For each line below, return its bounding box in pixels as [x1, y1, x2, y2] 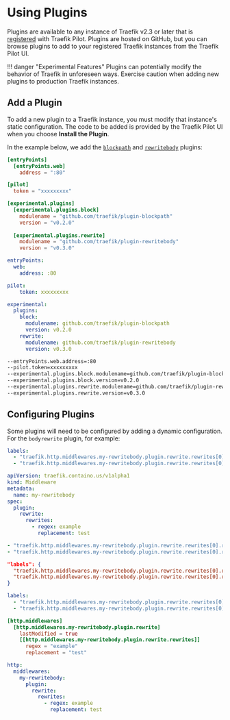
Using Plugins [7, 5, 88, 21]
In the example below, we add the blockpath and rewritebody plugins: [7, 142, 203, 151]
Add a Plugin [7, 97, 63, 109]
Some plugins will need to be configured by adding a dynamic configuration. [7, 427, 222, 435]
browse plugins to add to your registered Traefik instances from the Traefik [7, 42, 219, 50]
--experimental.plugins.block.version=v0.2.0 [7, 377, 139, 384]
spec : [7, 498, 23, 505]
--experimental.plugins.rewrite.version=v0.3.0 [7, 389, 146, 397]
